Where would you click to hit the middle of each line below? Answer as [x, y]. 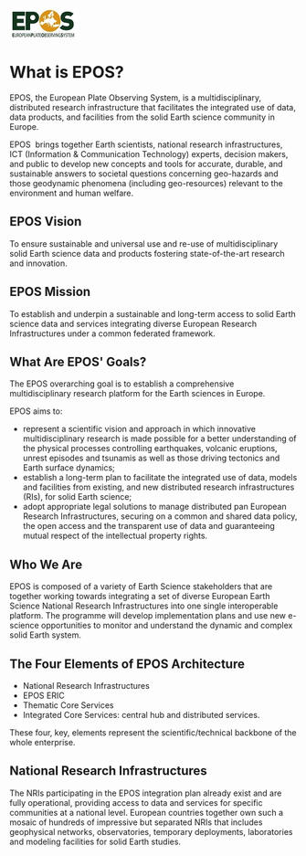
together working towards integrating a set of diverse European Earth [140, 597]
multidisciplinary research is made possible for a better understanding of [159, 439]
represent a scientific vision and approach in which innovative [139, 429]
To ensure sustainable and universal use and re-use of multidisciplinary [144, 243]
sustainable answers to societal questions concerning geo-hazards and [144, 174]
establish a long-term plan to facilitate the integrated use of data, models [160, 478]
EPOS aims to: [36, 411]
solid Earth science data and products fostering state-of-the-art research [147, 253]
